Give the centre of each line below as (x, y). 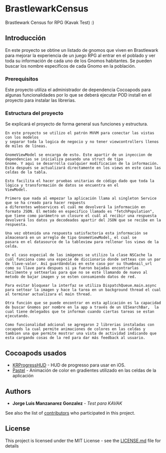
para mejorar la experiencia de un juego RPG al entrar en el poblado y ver (80, 55)
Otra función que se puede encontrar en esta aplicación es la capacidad (83, 303)
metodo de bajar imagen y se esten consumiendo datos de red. (71, 277)
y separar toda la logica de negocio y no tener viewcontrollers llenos (82, 142)
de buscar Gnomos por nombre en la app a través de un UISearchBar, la (82, 307)
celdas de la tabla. (27, 172)
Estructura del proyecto (34, 113)
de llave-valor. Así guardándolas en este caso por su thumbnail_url (79, 264)
